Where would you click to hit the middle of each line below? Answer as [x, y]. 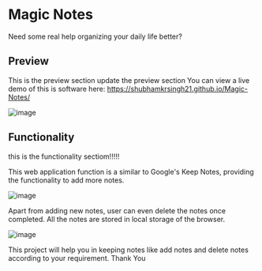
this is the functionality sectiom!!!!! [64, 156]
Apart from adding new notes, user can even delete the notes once [117, 210]
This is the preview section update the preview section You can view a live [129, 80]
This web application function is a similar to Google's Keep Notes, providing [131, 171]
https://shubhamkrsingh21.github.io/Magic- [178, 88]
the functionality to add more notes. [66, 180]
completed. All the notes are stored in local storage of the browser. [117, 219]
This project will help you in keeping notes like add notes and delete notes [128, 250]
